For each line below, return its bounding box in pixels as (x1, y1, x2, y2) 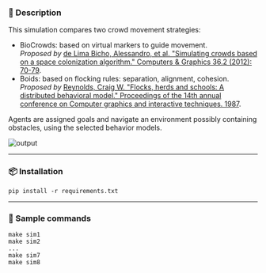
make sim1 (8, 230, 41, 238)
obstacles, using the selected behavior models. (8, 123, 162, 133)
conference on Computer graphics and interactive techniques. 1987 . (19, 99, 241, 109)
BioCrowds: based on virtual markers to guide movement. (19, 40, 208, 50)
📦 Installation (8, 166, 63, 177)
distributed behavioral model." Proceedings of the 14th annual (19, 91, 222, 100)
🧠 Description (8, 7, 62, 18)
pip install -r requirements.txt (8, 187, 119, 195)
